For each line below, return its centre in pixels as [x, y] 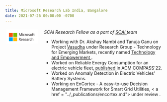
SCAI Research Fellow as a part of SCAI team [91, 32]
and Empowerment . [72, 57]
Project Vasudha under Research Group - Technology [106, 47]
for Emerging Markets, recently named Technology [103, 52]
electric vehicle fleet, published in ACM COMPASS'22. [107, 68]
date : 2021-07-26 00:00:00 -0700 [40, 16]
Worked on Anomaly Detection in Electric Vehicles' [103, 73]
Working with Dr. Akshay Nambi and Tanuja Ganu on [105, 42]
